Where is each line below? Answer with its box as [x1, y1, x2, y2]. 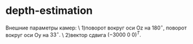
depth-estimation [5, 4, 93, 17]
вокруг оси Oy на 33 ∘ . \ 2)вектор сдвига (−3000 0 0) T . [5, 30, 141, 38]
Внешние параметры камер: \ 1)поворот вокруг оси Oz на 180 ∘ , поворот [5, 23, 187, 31]
